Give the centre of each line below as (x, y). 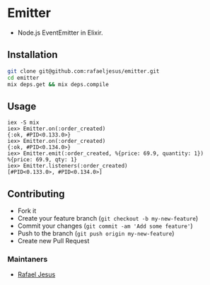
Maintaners (28, 259)
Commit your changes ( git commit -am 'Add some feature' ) (105, 226)
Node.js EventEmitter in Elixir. (60, 33)
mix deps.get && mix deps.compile (58, 84)
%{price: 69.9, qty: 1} (42, 160)
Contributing (36, 193)
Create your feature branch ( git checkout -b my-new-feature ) (108, 218)
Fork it (27, 211)
